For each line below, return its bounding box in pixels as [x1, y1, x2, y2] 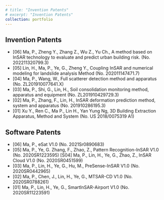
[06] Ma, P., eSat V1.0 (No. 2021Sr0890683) [12, 141, 104, 147]
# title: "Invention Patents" [5, 7, 69, 13]
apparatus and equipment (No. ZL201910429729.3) [12, 92, 120, 98]
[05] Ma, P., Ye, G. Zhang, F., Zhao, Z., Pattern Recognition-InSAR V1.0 [12, 147, 159, 153]
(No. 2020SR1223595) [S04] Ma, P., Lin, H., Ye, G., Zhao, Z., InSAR [12, 152, 152, 158]
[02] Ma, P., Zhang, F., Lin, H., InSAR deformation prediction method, [12, 97, 156, 104]
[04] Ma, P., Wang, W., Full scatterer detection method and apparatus [12, 76, 157, 82]
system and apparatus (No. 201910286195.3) [12, 103, 106, 109]
